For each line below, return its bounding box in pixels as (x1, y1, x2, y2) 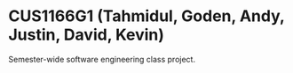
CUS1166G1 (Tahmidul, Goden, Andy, (8, 6, 285, 26)
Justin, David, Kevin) (8, 25, 165, 45)
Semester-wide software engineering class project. (8, 54, 196, 64)
